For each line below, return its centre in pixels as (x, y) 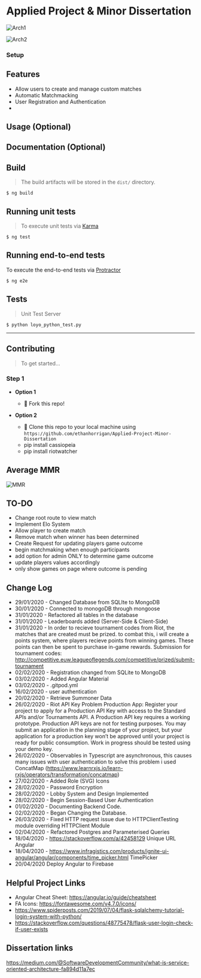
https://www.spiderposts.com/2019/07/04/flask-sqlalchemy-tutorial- (99, 910)
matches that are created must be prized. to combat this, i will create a (102, 634)
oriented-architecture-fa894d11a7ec (51, 969)
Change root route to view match (55, 518)
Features (23, 74)
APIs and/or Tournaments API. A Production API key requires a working (102, 717)
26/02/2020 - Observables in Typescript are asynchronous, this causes (103, 756)
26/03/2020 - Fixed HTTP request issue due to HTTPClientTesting (97, 819)
